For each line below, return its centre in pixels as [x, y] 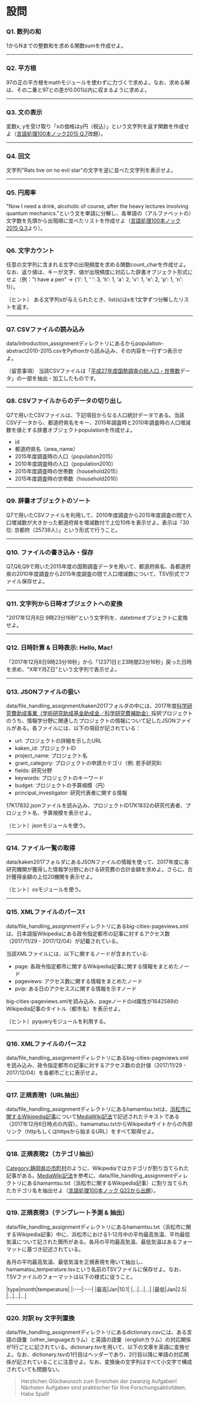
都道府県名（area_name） [46, 448]
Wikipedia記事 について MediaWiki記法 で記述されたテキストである [101, 1117]
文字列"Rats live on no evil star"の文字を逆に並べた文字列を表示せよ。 [91, 170]
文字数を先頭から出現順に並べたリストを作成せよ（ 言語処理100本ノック [94, 221]
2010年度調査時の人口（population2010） [65, 463]
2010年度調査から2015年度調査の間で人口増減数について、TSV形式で [100, 574]
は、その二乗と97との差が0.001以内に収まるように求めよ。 [78, 90]
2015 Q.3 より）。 [26, 228]
